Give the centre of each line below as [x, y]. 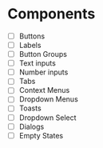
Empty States [41, 135]
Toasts [30, 108]
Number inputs [44, 72]
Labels [30, 45]
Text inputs [38, 63]
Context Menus [44, 90]
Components [51, 14]
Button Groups [43, 54]
